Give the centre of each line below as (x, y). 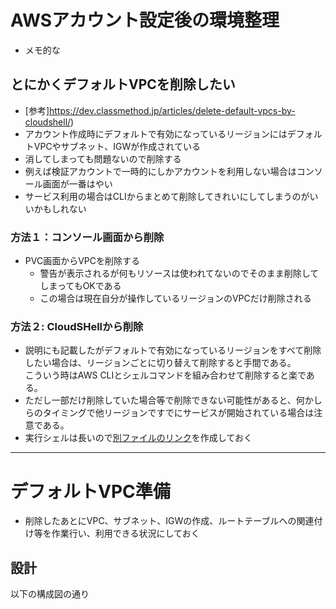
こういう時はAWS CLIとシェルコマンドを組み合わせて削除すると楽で (165, 375)
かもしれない (60, 208)
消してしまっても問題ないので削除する (103, 158)
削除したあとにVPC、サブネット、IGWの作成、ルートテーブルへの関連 (169, 521)
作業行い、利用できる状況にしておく (125, 533)
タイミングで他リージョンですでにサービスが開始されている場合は (178, 413)
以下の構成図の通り (50, 594)
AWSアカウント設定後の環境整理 (145, 20)
